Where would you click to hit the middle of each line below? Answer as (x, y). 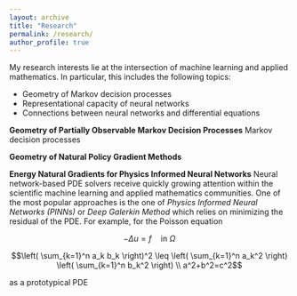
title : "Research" (43, 26)
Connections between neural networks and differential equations (141, 113)
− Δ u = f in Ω (149, 239)
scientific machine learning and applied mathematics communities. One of (145, 193)
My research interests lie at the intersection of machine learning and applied (149, 68)
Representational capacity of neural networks (105, 104)
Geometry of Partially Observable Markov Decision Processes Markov (141, 131)
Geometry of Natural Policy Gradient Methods (96, 157)
